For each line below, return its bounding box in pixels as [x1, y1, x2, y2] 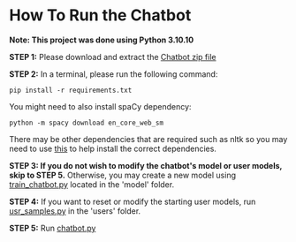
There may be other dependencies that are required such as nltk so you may [9, 133, 288, 144]
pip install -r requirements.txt [9, 86, 133, 95]
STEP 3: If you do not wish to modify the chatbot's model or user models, [9, 160, 283, 170]
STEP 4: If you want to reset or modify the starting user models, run [9, 196, 256, 207]
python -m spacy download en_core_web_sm [9, 118, 164, 127]
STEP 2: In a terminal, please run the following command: [9, 68, 218, 79]
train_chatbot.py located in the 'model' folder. [9, 178, 175, 190]
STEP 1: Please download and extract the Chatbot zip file [9, 51, 216, 62]
